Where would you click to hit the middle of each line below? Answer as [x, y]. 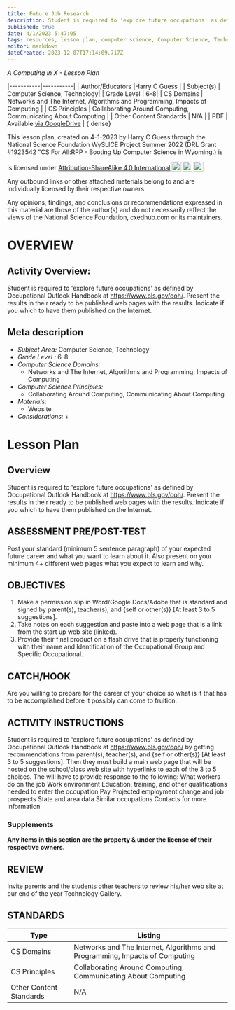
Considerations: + [43, 416]
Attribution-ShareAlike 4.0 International [114, 167]
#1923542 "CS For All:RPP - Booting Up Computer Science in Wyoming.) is [115, 152]
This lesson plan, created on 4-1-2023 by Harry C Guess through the [106, 137]
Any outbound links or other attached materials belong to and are [101, 181]
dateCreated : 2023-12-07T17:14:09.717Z [65, 53]
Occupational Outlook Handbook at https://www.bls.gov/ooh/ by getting [111, 747]
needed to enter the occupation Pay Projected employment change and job [115, 791]
